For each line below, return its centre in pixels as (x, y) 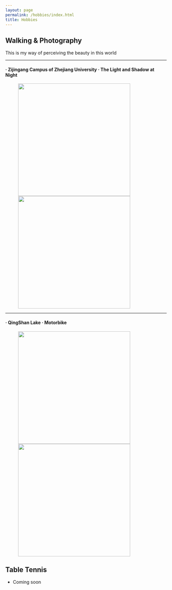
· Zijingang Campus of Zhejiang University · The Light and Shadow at (80, 69)
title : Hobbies (21, 20)
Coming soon (27, 582)
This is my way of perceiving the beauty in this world (61, 53)
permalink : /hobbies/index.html (40, 15)
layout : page (19, 10)
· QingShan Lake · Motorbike (36, 323)
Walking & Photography (44, 40)
